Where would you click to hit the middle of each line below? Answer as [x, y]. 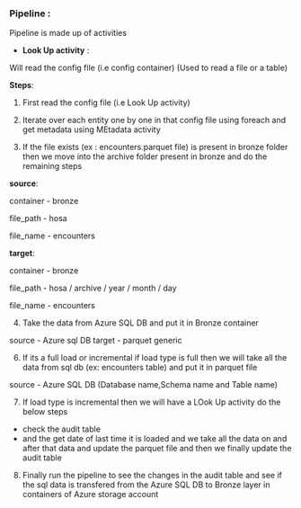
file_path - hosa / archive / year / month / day [93, 288]
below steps [45, 412]
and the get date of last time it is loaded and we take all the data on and [155, 439]
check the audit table [62, 429]
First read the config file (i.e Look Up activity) [106, 102]
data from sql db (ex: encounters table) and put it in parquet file [140, 368]
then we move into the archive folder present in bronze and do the [145, 156]
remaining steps [52, 166]
